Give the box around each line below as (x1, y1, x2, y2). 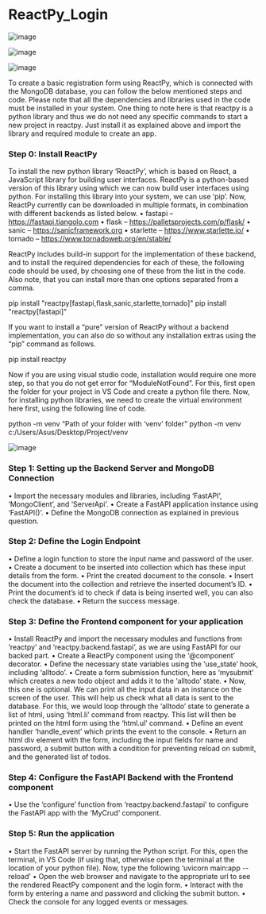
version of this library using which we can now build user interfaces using (8, 183, 249, 193)
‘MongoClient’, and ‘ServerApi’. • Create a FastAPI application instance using (8, 499, 259, 509)
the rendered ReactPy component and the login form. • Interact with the (8, 880, 244, 889)
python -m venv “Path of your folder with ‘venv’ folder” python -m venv (8, 419, 241, 429)
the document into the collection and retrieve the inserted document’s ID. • (8, 579, 253, 588)
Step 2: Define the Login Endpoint (8, 536, 141, 547)
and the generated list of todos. (8, 752, 111, 762)
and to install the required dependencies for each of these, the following (8, 258, 245, 268)
